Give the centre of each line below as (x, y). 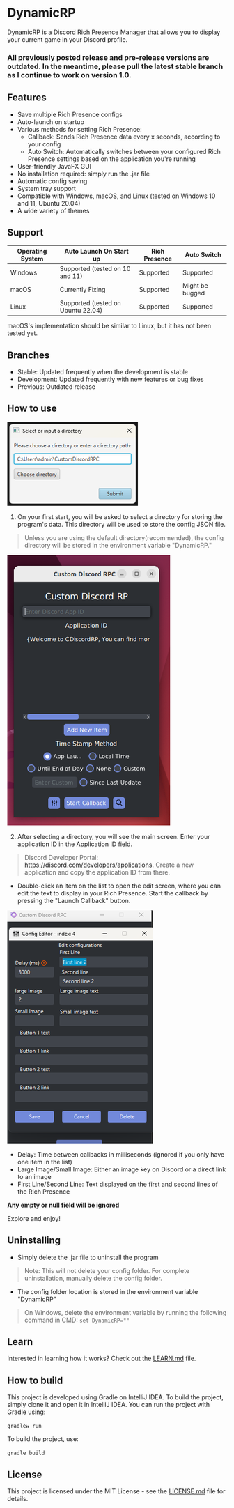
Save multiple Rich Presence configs (70, 114)
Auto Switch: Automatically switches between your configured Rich (124, 151)
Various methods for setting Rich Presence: (80, 129)
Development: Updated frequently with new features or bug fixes (110, 379)
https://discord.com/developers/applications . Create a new (109, 865)
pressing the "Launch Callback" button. (74, 900)
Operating (32, 251)
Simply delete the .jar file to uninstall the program (88, 1257)
